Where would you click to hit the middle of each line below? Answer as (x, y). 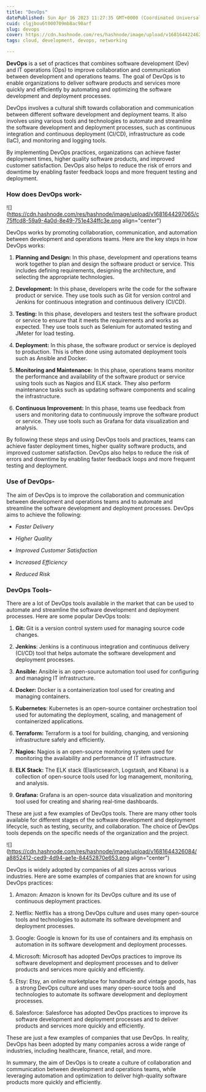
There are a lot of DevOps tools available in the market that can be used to (100, 603)
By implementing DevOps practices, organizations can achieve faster (93, 152)
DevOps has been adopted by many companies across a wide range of (96, 1044)
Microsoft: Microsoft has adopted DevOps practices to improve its (98, 956)
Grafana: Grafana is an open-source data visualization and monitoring (104, 794)
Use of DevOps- (31, 482)
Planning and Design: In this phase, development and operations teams (106, 258)
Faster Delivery (34, 526)
